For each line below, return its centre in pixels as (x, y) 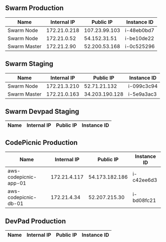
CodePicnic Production (41, 142)
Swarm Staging (29, 64)
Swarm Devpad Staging (42, 112)
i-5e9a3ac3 (143, 94)
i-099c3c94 (143, 86)
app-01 (17, 183)
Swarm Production (35, 8)
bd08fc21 (145, 201)
